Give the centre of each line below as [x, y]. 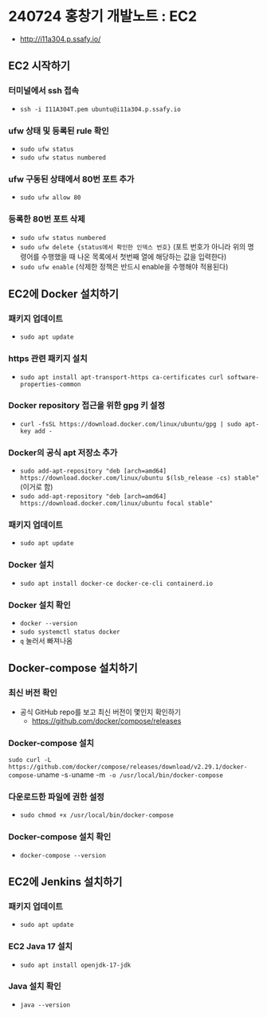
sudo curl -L [30, 760]
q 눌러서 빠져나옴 [46, 640]
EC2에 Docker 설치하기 [64, 294]
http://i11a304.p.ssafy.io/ [60, 39]
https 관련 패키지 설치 [48, 359]
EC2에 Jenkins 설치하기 [65, 882]
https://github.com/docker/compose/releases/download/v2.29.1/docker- [128, 767]
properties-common [50, 384]
